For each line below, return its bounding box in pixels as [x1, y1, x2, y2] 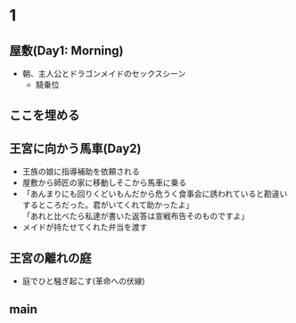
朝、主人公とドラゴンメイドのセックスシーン [21, 69, 186, 78]
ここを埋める [9, 108, 80, 123]
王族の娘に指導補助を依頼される [21, 166, 140, 177]
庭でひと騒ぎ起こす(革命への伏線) [21, 276, 145, 287]
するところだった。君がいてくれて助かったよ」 [21, 199, 194, 210]
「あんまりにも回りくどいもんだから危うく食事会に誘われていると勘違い [21, 189, 288, 199]
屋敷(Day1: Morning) [9, 43, 124, 58]
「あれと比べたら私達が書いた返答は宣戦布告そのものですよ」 [21, 211, 250, 222]
